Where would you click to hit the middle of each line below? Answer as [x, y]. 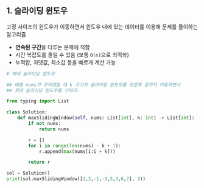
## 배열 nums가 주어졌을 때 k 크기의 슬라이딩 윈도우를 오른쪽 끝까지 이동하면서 [93, 85]
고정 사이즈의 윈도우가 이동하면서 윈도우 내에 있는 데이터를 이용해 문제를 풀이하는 [102, 27]
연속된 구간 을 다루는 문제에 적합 [52, 47]
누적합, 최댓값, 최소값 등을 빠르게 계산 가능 [65, 62]
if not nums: [45, 124]
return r [39, 163]
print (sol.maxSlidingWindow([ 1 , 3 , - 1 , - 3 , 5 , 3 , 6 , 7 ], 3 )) [76, 179]
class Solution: [27, 112]
